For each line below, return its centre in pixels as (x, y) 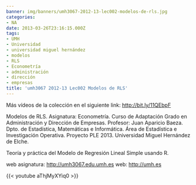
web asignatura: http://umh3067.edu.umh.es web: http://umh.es (84, 164)
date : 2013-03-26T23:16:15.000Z (46, 28)
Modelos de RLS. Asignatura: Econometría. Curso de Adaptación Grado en (97, 116)
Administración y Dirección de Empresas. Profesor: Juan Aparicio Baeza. (94, 123)
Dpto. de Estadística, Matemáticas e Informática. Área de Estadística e (92, 129)
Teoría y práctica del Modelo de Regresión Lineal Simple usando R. (88, 153)
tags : (13, 34)
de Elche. (17, 141)
